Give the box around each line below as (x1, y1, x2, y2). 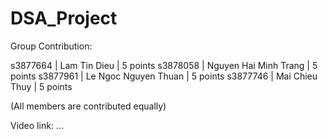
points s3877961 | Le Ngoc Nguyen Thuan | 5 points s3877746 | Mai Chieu (10, 70, 318, 82)
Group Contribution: (10, 40, 93, 52)
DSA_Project (10, 7, 118, 30)
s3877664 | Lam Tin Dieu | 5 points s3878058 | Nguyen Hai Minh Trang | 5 (10, 59, 318, 71)
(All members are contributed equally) (10, 100, 167, 112)
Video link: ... (10, 119, 64, 131)
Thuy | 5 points (10, 80, 73, 92)
